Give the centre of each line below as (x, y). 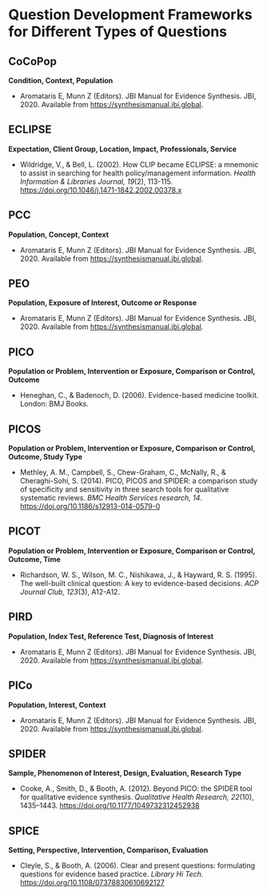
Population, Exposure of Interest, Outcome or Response (103, 303)
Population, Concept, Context (59, 235)
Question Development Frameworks (131, 15)
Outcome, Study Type (45, 457)
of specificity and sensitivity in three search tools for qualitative (124, 489)
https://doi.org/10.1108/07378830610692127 (92, 883)
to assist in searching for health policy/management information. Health (137, 173)
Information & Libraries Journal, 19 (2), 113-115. (96, 181)
